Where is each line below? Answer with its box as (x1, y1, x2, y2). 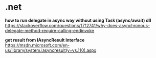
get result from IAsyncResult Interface (5, 37, 85, 43)
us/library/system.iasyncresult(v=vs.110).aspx (5, 47, 96, 53)
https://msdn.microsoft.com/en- (5, 42, 70, 48)
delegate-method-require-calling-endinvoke (5, 28, 94, 33)
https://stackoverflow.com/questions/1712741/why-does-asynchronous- (5, 22, 150, 28)
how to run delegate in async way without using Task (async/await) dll (5, 17, 151, 23)
